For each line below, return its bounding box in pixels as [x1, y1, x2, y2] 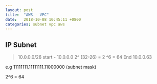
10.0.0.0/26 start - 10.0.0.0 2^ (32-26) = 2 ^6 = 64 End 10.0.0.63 [17, 54, 152, 60]
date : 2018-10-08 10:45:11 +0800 [5, 17, 81, 22]
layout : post [5, 7, 33, 13]
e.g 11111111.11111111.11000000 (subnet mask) [5, 64, 97, 70]
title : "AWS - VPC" [5, 12, 50, 17]
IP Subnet [5, 40, 37, 49]
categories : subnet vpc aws [5, 21, 65, 27]
